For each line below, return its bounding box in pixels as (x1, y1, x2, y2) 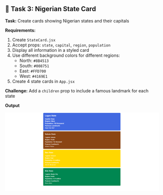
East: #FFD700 (19, 68, 46, 74)
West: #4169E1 (19, 73, 48, 79)
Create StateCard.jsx (12, 37, 56, 43)
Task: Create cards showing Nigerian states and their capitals (5, 18, 129, 23)
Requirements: (5, 27, 36, 33)
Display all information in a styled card (12, 47, 89, 53)
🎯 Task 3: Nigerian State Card (5, 5, 96, 13)
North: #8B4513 (19, 57, 49, 64)
